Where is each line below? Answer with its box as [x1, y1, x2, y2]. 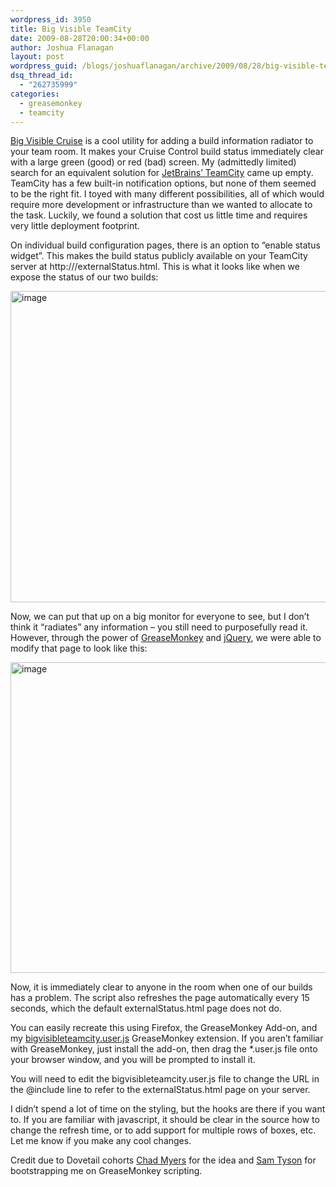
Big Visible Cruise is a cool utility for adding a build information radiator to [10, 135, 314, 147]
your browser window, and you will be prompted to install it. [10, 1054, 256, 1066]
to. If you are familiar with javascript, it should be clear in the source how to [10, 1114, 320, 1126]
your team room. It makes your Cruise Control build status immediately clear [10, 146, 324, 158]
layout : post [10, 52, 65, 62]
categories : [10, 89, 60, 99]
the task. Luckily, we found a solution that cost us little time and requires [10, 209, 308, 221]
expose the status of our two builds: [10, 271, 159, 283]
